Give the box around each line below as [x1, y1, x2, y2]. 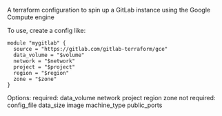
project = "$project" [13, 64, 76, 71]
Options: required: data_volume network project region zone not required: [7, 94, 216, 102]
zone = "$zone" [13, 76, 57, 82]
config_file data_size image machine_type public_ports [7, 101, 163, 109]
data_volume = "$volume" [13, 51, 85, 58]
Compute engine [7, 13, 55, 21]
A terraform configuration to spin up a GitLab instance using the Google [7, 6, 211, 14]
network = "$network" [13, 58, 76, 65]
